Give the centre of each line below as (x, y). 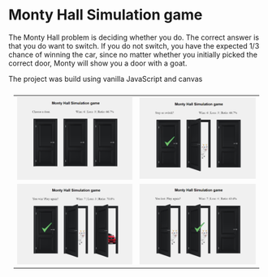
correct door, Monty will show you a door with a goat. (98, 63)
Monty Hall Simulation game (106, 15)
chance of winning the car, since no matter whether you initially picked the (133, 54)
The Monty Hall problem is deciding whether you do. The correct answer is (134, 37)
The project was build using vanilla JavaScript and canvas (106, 79)
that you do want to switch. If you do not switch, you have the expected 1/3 (134, 45)
